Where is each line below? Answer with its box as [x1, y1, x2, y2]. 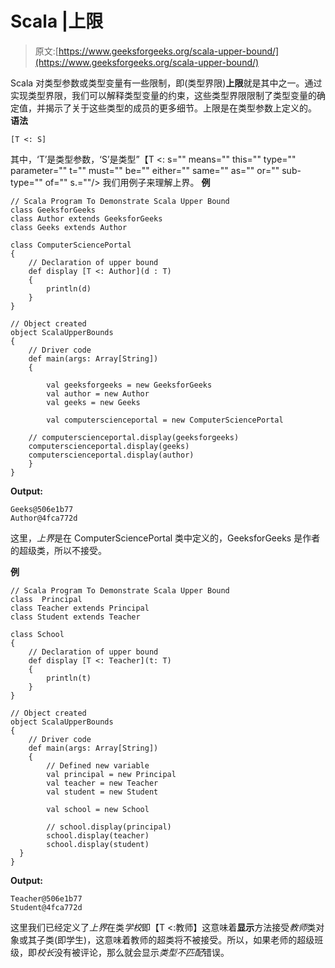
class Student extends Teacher [10, 612, 141, 622]
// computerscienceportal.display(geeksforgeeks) [28, 432, 240, 442]
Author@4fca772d [10, 513, 78, 523]
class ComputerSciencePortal [10, 240, 132, 250]
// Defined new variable [46, 760, 150, 771]
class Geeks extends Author [10, 222, 128, 232]
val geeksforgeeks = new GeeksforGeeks [46, 380, 213, 390]
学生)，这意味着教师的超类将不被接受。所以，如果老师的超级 [66, 933, 315, 946]
